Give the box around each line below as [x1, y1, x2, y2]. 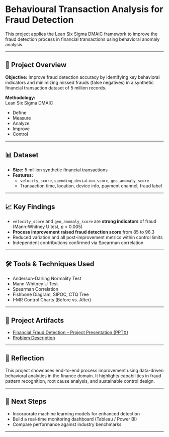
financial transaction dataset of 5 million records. [5, 84, 107, 91]
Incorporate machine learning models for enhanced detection [12, 410, 140, 416]
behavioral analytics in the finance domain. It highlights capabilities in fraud [5, 373, 161, 379]
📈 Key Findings [5, 202, 55, 211]
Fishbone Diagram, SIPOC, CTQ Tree [12, 291, 89, 297]
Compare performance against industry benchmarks [12, 421, 122, 427]
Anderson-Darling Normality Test [12, 275, 81, 282]
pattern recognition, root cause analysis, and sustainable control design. [5, 378, 155, 384]
